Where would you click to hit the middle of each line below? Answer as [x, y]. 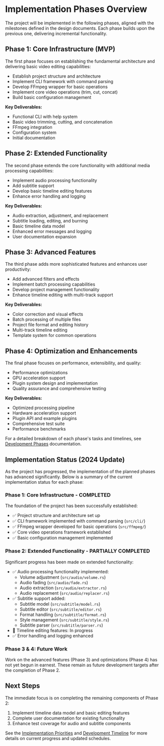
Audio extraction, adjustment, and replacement [60, 215]
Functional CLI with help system [45, 116]
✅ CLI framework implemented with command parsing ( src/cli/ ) [79, 521]
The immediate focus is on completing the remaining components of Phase [82, 698]
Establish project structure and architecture [56, 76]
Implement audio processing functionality [55, 180]
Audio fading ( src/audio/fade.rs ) [54, 582]
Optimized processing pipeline [43, 408]
